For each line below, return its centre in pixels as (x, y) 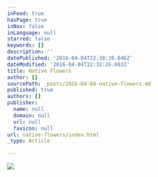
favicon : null (33, 128)
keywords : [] (26, 45)
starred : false (29, 39)
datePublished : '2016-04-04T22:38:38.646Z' (70, 58)
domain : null (32, 115)
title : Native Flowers (39, 71)
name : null (29, 109)
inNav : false (26, 26)
